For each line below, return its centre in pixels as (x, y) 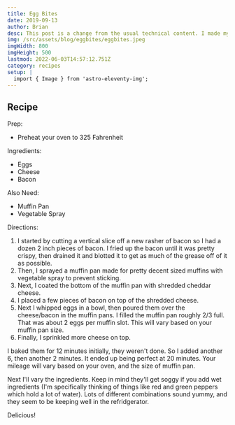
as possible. (35, 264)
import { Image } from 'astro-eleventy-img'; (81, 79)
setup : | (20, 72)
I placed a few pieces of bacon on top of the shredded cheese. (108, 301)
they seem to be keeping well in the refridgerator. (78, 402)
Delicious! (22, 415)
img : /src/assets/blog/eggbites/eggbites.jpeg (76, 40)
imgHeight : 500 (29, 53)
